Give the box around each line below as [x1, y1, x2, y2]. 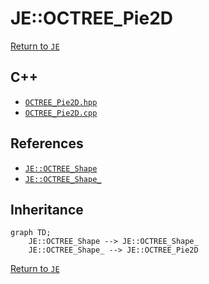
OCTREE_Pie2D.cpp [24, 108, 98, 118]
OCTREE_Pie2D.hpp [24, 97, 98, 107]
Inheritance [10, 201, 84, 218]
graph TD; [10, 228, 52, 238]
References [10, 135, 84, 152]
